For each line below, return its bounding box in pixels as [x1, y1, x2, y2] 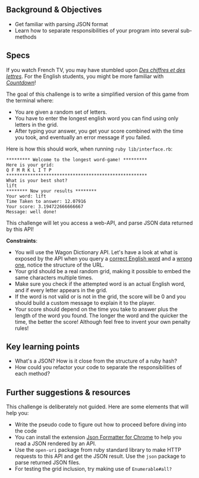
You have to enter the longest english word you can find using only [14, 114, 179, 121]
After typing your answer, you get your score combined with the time [14, 127, 184, 135]
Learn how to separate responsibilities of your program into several [14, 27, 179, 34]
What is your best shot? [6, 177, 68, 183]
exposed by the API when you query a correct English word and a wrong [14, 255, 192, 262]
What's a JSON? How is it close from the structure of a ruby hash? [14, 357, 178, 365]
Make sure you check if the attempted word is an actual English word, [14, 280, 186, 288]
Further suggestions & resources [6, 387, 131, 398]
